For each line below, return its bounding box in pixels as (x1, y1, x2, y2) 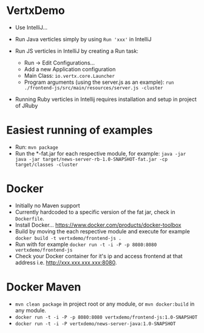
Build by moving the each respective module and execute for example (15, 227, 190, 235)
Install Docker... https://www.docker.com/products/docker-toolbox (15, 221, 182, 228)
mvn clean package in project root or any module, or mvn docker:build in (15, 300, 195, 307)
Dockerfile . (15, 215, 44, 222)
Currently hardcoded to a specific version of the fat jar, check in (15, 208, 175, 216)
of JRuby (15, 101, 38, 109)
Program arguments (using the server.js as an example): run (24, 78, 174, 86)
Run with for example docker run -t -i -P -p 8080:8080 (15, 241, 157, 248)
